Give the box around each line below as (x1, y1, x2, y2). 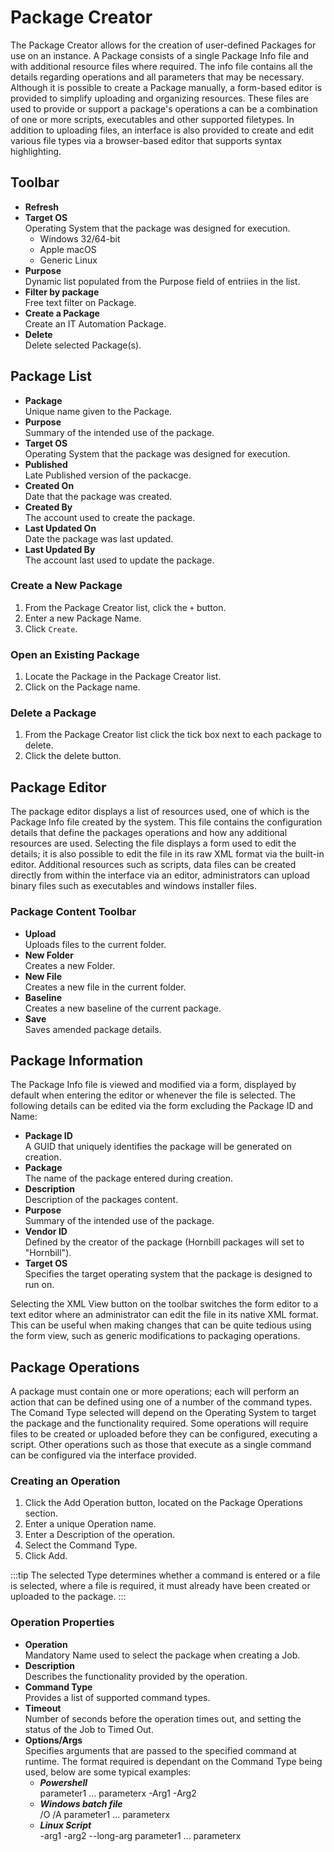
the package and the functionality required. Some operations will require (10, 1417, 309, 1430)
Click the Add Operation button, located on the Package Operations (24, 1497, 303, 1509)
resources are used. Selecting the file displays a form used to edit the (10, 837, 297, 850)
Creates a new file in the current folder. (24, 981, 187, 993)
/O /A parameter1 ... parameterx (39, 1808, 171, 1820)
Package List (10, 368, 93, 385)
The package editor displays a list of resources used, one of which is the (10, 806, 310, 818)
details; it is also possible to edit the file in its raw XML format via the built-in (10, 848, 325, 860)
